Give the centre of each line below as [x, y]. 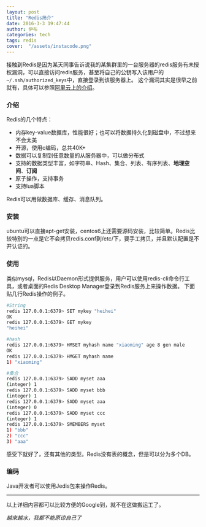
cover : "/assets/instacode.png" [49, 47]
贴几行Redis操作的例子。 [38, 294]
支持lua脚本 [30, 186]
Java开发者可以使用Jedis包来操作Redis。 [59, 486]
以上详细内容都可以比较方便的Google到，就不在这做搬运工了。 [85, 505]
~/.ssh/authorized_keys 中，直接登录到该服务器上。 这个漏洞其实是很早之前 [102, 80]
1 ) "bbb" [17, 430]
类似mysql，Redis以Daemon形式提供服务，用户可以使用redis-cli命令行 [96, 278]
